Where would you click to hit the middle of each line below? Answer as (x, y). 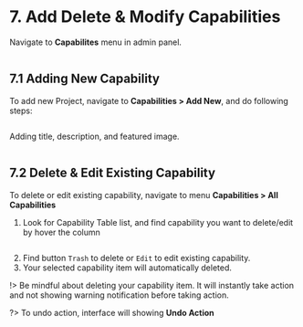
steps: (21, 111)
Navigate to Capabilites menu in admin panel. (96, 42)
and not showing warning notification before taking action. (120, 295)
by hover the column (61, 232)
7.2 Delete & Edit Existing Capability (113, 173)
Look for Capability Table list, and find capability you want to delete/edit (158, 222)
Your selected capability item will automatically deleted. (127, 268)
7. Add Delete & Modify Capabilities (145, 17)
